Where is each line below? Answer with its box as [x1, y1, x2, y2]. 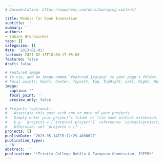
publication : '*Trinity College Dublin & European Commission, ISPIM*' [5, 152, 154, 157]
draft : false [5, 61, 32, 66]
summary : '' [5, 25, 29, 30]
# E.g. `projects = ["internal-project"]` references [5, 120, 121, 125]
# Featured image [5, 70, 41, 75]
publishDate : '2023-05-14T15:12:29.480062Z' [5, 133, 97, 138]
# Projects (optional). [5, 106, 54, 111]
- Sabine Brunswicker [5, 34, 49, 39]
